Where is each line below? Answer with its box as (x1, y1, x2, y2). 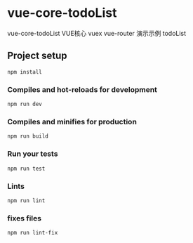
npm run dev (7, 100, 42, 108)
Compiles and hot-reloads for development (7, 84, 158, 94)
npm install (7, 68, 42, 75)
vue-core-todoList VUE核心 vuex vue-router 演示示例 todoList (7, 29, 187, 37)
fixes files (7, 213, 42, 223)
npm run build (7, 133, 49, 140)
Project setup (7, 50, 68, 62)
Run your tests (7, 149, 58, 159)
